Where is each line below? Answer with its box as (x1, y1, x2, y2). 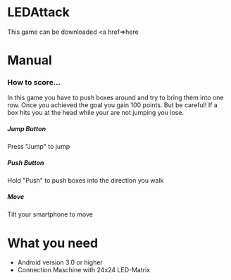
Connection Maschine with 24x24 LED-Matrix (17, 266, 150, 274)
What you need (7, 235, 99, 251)
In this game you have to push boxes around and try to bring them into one (7, 93, 224, 102)
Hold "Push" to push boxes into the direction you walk (7, 176, 164, 185)
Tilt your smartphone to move (7, 210, 94, 219)
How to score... (7, 78, 61, 87)
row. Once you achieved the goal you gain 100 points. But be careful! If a (7, 101, 218, 109)
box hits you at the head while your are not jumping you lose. (7, 109, 185, 117)
